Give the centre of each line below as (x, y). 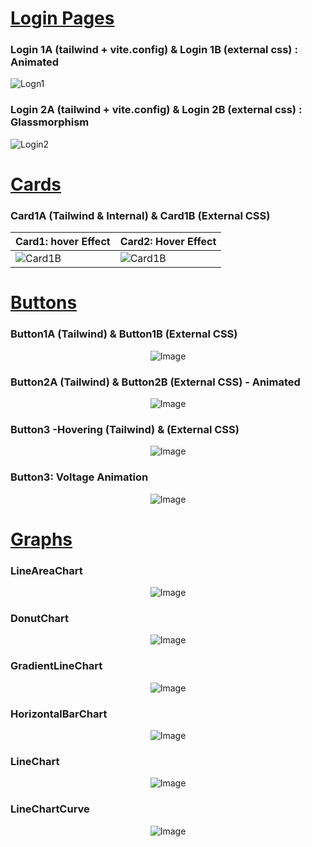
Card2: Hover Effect (168, 242)
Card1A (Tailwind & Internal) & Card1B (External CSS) (140, 215)
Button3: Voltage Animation (79, 477)
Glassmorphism (50, 122)
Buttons (44, 303)
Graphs (41, 539)
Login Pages (62, 18)
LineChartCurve (50, 809)
